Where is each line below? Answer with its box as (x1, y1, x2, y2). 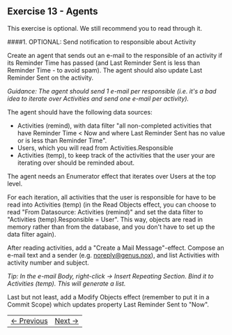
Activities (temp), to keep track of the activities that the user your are (17, 151, 215, 159)
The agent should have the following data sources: (7, 107, 153, 116)
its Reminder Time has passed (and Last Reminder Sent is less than (7, 59, 201, 67)
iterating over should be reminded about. (17, 158, 134, 167)
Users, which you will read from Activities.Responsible (17, 143, 173, 152)
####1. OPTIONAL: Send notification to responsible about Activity (7, 38, 196, 46)
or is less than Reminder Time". (17, 136, 107, 144)
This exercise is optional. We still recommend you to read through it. (7, 24, 203, 32)
